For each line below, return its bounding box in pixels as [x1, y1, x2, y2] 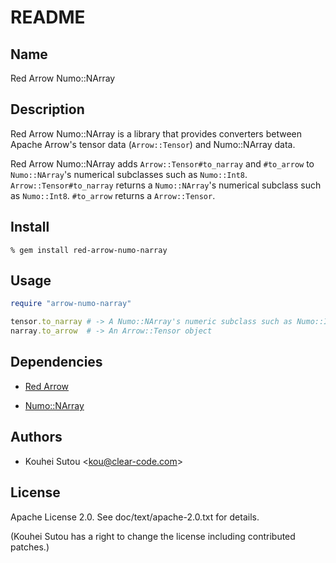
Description [10, 101, 85, 118]
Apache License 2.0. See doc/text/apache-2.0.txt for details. [10, 511, 260, 523]
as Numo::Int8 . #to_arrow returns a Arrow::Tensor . [10, 189, 216, 201]
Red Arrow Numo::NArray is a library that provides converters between [10, 127, 302, 140]
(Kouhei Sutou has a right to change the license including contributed [10, 530, 296, 542]
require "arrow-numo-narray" [10, 299, 132, 309]
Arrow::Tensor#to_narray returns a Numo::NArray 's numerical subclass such [10, 179, 322, 191]
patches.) [10, 541, 50, 553]
